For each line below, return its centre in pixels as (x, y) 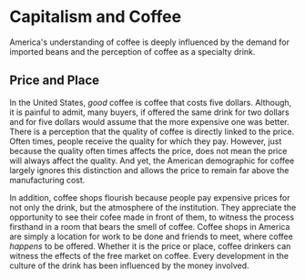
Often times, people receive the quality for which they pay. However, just (146, 141)
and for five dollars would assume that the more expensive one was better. (149, 121)
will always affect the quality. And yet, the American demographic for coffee (152, 161)
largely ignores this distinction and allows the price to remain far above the (149, 170)
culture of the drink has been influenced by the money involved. (129, 265)
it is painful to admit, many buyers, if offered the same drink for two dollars (149, 112)
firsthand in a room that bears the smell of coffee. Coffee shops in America (150, 226)
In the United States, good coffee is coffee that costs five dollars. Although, (151, 102)
